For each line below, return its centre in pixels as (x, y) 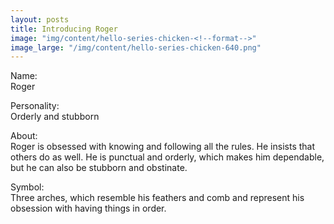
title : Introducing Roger (64, 29)
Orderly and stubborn (55, 117)
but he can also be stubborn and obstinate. (99, 168)
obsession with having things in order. (88, 208)
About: (24, 136)
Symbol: (27, 187)
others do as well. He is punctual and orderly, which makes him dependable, (167, 157)
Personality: (35, 106)
